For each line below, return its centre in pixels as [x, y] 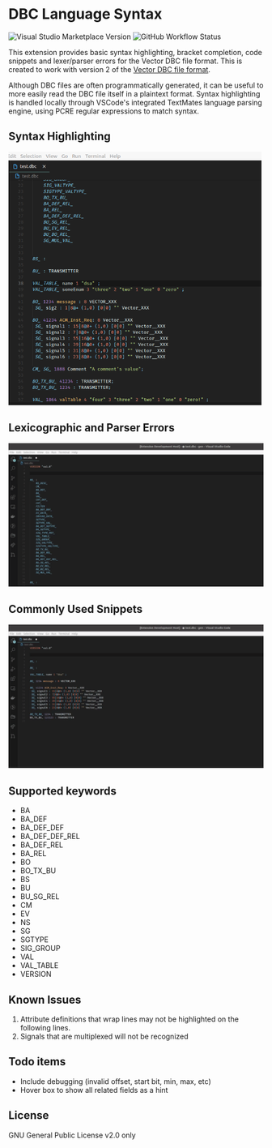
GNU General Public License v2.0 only [72, 1135]
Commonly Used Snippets [76, 609]
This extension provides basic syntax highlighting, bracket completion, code [136, 52]
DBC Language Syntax [85, 14]
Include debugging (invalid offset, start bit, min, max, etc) [116, 1081]
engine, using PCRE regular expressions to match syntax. [104, 111]
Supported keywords [63, 791]
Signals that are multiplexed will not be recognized [104, 1036]
